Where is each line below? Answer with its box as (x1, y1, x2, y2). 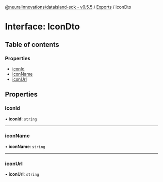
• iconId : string (5, 116, 37, 122)
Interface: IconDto (5, 21, 80, 32)
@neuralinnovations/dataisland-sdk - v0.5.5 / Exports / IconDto (5, 4, 131, 10)
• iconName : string (5, 143, 45, 149)
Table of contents (5, 40, 59, 49)
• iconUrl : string (5, 171, 40, 177)
